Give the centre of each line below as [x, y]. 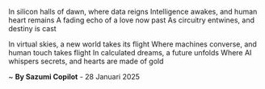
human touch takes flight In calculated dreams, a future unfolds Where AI [130, 53]
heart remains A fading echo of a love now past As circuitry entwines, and [132, 20]
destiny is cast [32, 28]
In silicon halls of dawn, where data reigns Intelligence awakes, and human [133, 12]
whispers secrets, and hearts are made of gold [86, 61]
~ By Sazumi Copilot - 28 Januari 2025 [74, 77]
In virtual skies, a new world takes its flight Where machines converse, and [132, 44]
